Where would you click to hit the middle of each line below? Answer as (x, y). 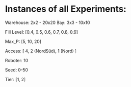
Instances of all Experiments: (66, 9)
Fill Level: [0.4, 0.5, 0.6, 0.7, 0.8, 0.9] (42, 32)
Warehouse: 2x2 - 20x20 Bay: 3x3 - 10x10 (48, 22)
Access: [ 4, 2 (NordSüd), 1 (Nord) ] (41, 51)
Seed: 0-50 (17, 70)
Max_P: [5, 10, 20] (23, 41)
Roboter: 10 (17, 60)
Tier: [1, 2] (15, 79)
